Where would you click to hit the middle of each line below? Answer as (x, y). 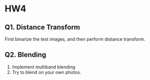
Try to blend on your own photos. (47, 72)
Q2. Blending (25, 55)
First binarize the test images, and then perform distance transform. (75, 39)
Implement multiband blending (44, 67)
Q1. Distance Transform (42, 27)
